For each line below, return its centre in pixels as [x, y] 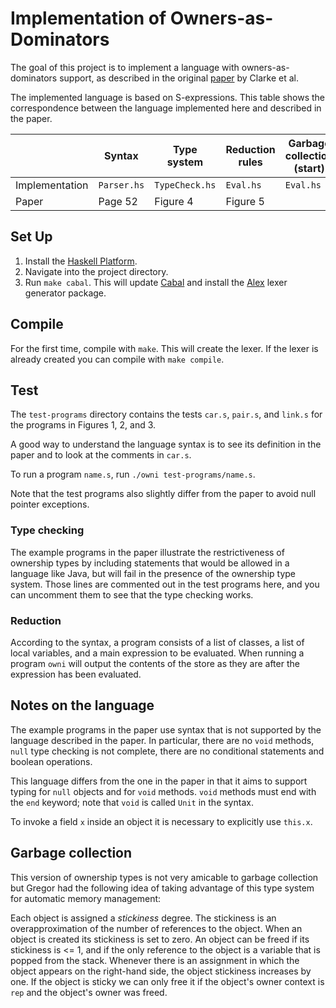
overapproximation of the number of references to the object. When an [156, 928]
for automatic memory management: [86, 898]
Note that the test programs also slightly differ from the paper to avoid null [163, 494]
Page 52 [118, 201]
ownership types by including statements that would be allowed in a [150, 563]
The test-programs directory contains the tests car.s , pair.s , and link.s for [166, 414]
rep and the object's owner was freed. [89, 992]
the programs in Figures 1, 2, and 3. [83, 425]
